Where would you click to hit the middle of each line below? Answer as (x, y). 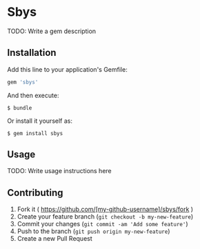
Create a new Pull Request (55, 239)
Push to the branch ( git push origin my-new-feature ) (93, 231)
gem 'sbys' (23, 82)
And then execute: (33, 95)
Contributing (35, 193)
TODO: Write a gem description (52, 31)
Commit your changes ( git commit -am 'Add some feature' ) (102, 224)
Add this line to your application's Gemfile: (67, 69)
